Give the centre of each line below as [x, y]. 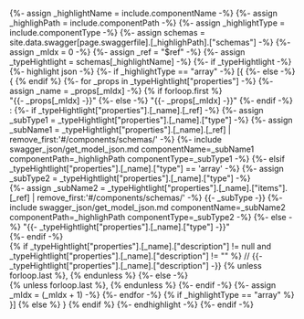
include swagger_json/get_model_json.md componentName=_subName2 [147, 207]
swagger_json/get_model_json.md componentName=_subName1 [132, 149]
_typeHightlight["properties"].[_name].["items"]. [198, 188]
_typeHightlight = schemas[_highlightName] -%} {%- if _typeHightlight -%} [151, 62]
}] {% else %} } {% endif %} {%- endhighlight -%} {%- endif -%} [131, 304]
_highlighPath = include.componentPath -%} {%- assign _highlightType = [147, 23]
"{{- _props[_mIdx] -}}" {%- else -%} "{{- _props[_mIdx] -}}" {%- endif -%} [152, 101]
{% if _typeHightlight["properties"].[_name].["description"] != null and [141, 246]
